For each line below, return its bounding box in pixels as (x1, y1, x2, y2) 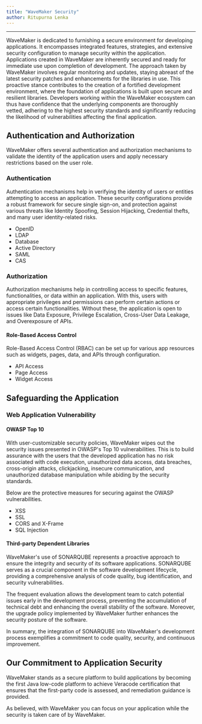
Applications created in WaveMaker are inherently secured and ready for (6, 55, 186, 63)
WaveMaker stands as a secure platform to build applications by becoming (6, 674, 191, 681)
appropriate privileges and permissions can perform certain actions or (6, 298, 180, 305)
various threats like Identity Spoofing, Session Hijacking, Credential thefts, (6, 207, 190, 214)
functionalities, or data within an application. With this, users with (6, 292, 168, 299)
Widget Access (14, 376, 53, 383)
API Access (14, 363, 44, 370)
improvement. (6, 640, 41, 648)
